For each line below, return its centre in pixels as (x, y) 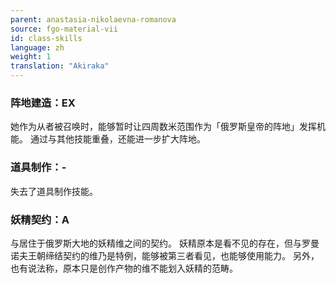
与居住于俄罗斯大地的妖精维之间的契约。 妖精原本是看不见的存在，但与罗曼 (165, 243)
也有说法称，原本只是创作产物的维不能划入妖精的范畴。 (124, 268)
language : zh (37, 47)
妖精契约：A (40, 219)
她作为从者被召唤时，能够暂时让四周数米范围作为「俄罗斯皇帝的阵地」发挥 (163, 127)
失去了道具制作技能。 (54, 191)
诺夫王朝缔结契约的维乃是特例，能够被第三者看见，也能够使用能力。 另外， (165, 255)
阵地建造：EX (43, 103)
